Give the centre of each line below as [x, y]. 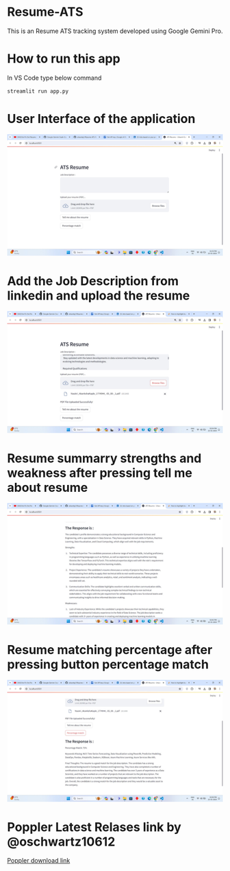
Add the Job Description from [93, 281]
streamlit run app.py [38, 91]
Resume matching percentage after [110, 650]
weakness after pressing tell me [100, 473]
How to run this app [64, 59]
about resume [48, 487]
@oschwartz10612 [61, 841]
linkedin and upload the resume [99, 296]
